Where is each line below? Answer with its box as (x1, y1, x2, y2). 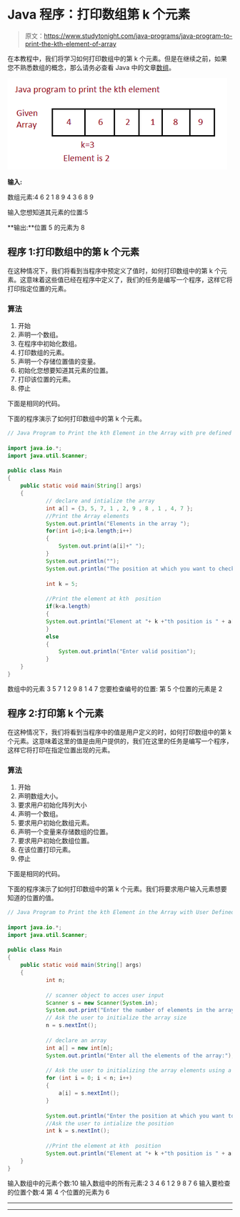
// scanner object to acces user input (45, 991, 164, 999)
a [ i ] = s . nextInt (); (58, 1090, 120, 1097)
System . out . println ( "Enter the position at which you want (45, 1112, 225, 1119)
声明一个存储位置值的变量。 (17, 357, 100, 366)
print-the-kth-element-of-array (24, 39, 116, 48)
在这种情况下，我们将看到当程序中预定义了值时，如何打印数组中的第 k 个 (7, 266, 221, 275)
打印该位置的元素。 (17, 375, 75, 384)
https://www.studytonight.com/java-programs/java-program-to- (44, 31, 233, 40)
